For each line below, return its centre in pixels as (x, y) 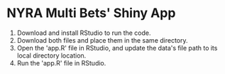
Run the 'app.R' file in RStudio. (61, 63)
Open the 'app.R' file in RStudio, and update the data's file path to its (117, 48)
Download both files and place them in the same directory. (103, 40)
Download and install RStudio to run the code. (84, 33)
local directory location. (51, 55)
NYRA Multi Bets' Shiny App (91, 13)
